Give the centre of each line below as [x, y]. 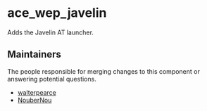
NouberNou [34, 100]
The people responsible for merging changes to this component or [104, 71]
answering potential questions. [52, 79]
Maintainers [34, 54]
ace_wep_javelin [57, 13]
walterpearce [37, 92]
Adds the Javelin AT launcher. [50, 32]
